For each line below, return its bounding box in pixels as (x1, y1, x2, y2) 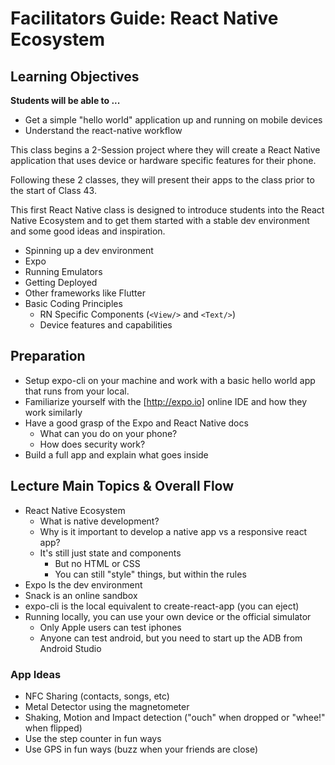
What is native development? (39, 515, 160, 527)
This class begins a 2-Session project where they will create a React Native (10, 144, 321, 156)
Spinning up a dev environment (24, 245, 154, 256)
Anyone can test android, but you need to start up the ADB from (39, 632, 303, 644)
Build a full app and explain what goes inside (24, 448, 209, 461)
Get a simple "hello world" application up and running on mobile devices (24, 114, 323, 126)
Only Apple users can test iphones (39, 621, 182, 633)
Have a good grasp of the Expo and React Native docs (24, 417, 249, 429)
